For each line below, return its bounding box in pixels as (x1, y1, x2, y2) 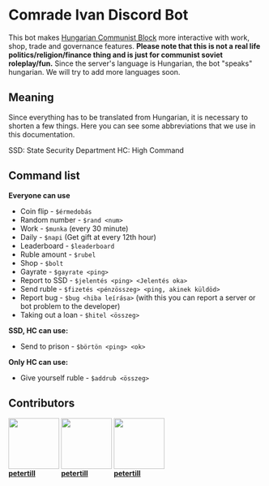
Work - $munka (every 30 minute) (19, 223, 129, 233)
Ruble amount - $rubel (19, 250, 96, 259)
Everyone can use (8, 190, 70, 200)
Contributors (8, 396, 75, 410)
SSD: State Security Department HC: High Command (8, 145, 185, 155)
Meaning (8, 91, 54, 105)
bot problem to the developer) (19, 301, 121, 310)
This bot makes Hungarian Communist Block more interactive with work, (8, 33, 250, 42)
